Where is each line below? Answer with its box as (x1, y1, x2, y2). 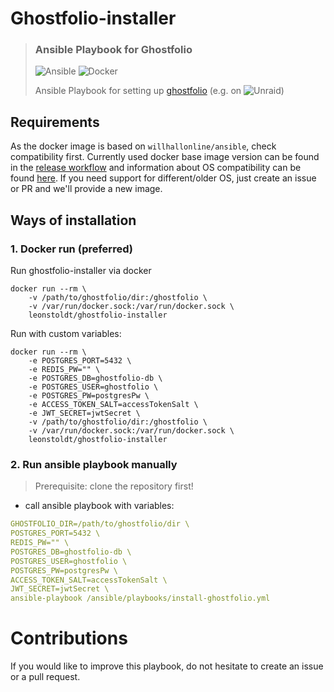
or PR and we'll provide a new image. (10, 183, 163, 195)
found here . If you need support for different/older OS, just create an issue (10, 172, 317, 184)
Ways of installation (10, 212, 137, 229)
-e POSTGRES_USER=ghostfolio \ (28, 382, 159, 392)
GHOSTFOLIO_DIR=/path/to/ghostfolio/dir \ (10, 519, 190, 529)
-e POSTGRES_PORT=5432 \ (28, 355, 132, 366)
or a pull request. (10, 671, 81, 683)
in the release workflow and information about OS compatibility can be (10, 162, 302, 174)
